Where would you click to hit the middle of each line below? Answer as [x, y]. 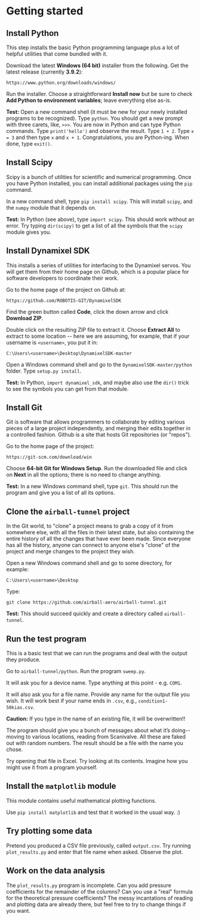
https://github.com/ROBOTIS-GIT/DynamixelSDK [64, 301]
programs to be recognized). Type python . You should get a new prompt [95, 118]
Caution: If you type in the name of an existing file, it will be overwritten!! [96, 719]
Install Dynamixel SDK [48, 251]
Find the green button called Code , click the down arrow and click [87, 311]
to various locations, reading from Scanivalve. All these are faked [106, 737]
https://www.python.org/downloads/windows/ [61, 83]
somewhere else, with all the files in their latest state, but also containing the [100, 532]
